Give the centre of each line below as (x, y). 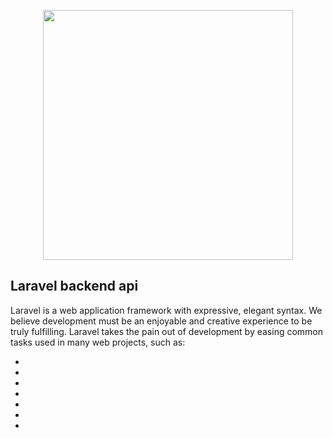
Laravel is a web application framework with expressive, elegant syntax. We (166, 310)
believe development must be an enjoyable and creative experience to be (161, 321)
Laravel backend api (74, 286)
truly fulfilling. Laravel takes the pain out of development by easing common (167, 331)
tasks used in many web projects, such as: (98, 342)
